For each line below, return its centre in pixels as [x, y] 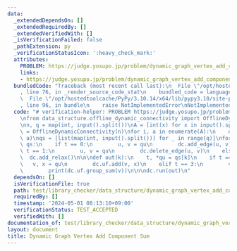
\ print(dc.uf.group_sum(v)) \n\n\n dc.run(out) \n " [105, 170]
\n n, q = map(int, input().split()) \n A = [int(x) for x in [109, 125]
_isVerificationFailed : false [58, 40]
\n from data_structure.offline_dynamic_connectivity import [110, 118]
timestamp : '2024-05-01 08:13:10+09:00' [74, 204]
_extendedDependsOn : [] [48, 20]
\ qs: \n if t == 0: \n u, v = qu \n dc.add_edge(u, [121, 145]
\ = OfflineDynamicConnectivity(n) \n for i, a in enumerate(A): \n [118, 131]
